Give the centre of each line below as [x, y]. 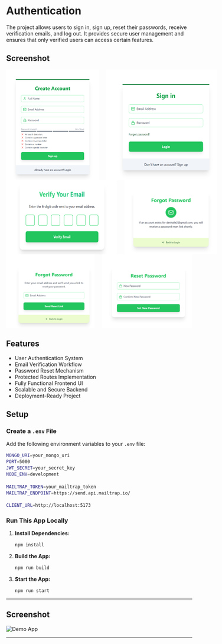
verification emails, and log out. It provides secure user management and [95, 33]
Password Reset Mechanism [49, 370]
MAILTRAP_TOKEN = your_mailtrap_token [51, 487]
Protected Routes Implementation [55, 377]
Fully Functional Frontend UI [49, 383]
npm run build [32, 568]
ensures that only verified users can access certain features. [80, 40]
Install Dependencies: [42, 533]
